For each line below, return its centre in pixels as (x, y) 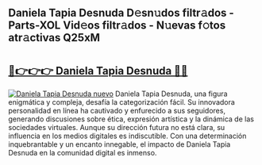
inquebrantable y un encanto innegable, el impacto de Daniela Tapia (119, 144)
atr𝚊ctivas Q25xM (54, 38)
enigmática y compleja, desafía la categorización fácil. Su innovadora (122, 102)
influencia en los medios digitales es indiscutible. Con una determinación (127, 136)
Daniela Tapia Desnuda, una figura (171, 94)
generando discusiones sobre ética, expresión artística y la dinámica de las (131, 119)
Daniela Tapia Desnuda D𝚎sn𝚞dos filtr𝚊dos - (121, 13)
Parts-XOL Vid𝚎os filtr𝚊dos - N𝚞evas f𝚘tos (117, 26)
